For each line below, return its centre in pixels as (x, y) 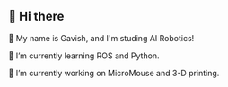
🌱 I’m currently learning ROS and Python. (84, 56)
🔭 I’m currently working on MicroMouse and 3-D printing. (114, 73)
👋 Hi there (36, 17)
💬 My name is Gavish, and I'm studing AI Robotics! (101, 38)
